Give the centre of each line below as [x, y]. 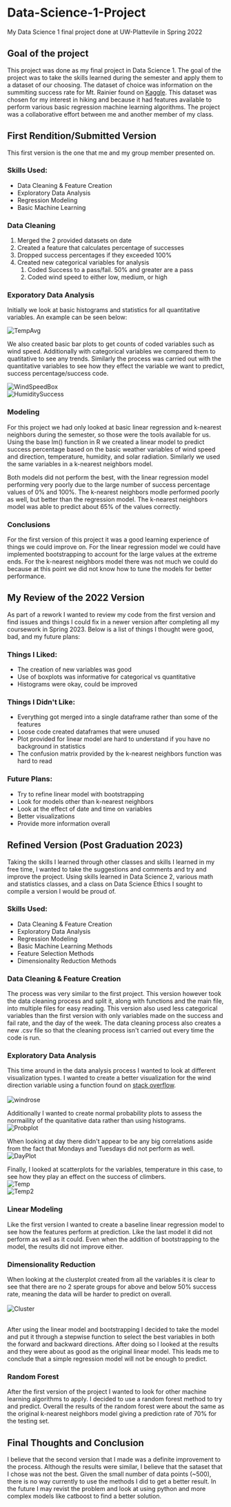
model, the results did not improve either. [66, 1246]
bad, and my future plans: [44, 636]
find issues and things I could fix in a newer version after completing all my [113, 622]
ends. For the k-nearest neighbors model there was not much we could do [113, 561]
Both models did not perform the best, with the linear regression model [108, 477]
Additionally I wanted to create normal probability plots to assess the [104, 1113]
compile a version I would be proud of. [62, 891]
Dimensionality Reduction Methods [67, 961]
